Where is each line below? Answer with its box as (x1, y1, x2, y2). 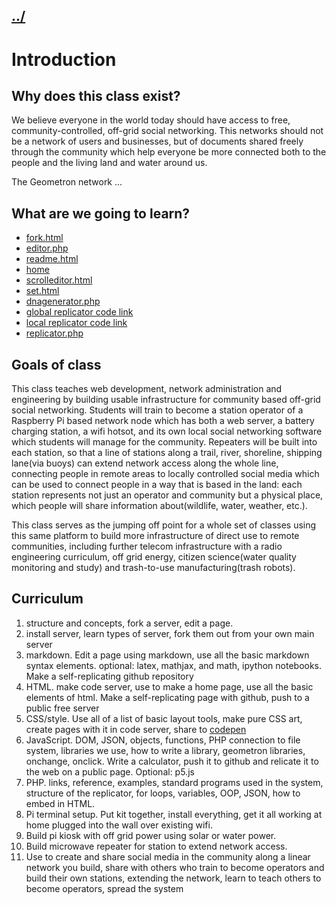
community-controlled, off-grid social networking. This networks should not (11, 125, 324, 137)
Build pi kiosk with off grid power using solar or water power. (25, 829, 277, 841)
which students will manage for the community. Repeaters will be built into (11, 436, 318, 448)
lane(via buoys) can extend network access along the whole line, (11, 457, 279, 469)
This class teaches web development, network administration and (11, 383, 283, 395)
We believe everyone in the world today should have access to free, (11, 114, 291, 126)
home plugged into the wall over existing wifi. (25, 819, 213, 831)
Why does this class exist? (11, 87, 181, 104)
